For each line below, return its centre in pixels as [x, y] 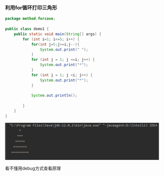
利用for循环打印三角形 [31, 7]
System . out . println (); [54, 96]
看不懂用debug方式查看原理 [33, 168]
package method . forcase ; [30, 19]
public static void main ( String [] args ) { [58, 34]
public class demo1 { [27, 29]
